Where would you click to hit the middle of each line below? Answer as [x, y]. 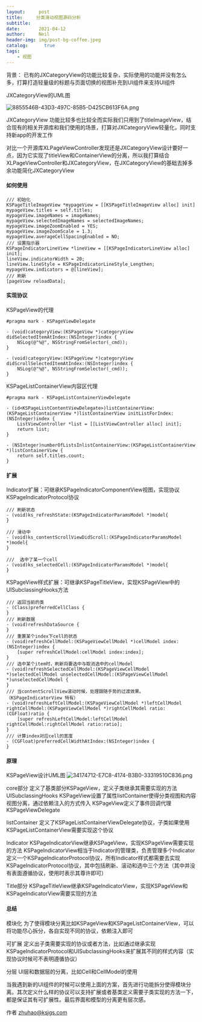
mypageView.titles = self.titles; [50, 210]
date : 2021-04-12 [36, 29]
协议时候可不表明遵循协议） [46, 959]
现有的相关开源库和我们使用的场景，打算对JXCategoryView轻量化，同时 [101, 127]
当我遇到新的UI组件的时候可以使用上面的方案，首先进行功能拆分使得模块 [96, 984]
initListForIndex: [150, 414]
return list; [33, 430]
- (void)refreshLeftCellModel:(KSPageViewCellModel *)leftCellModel [94, 703]
